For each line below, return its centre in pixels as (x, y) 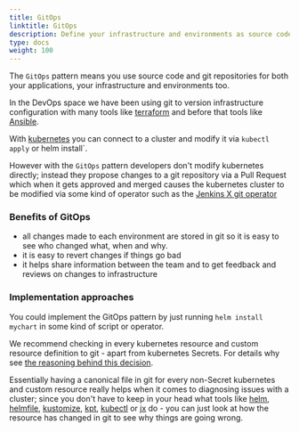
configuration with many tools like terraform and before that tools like (136, 112)
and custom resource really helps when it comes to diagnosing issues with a (149, 389)
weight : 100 (31, 51)
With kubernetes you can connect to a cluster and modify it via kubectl (139, 139)
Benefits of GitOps (50, 217)
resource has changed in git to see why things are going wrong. (126, 417)
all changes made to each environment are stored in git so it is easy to (150, 236)
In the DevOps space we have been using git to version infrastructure (137, 102)
